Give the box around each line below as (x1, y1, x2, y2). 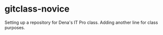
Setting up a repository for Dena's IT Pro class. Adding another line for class (4, 19, 158, 25)
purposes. (4, 24, 25, 30)
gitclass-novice (4, 3, 70, 15)
